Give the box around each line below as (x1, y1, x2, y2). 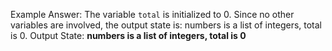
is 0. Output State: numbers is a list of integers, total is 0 (10, 30, 247, 41)
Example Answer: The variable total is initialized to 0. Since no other (10, 9, 295, 20)
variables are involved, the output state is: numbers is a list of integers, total (10, 19, 322, 31)
